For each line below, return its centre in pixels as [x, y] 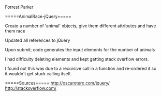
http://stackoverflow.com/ [31, 88]
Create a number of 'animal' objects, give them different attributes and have [80, 26]
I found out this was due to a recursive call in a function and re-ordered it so [81, 68]
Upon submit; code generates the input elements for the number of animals [80, 50]
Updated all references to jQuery [37, 40]
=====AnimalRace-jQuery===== [38, 16]
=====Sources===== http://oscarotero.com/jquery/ [57, 83]
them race [15, 31]
